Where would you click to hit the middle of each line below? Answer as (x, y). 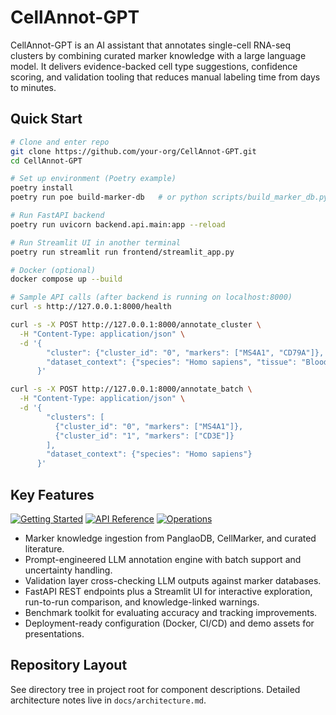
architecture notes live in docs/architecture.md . (108, 700)
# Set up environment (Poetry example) (93, 179)
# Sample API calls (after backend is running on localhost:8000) (151, 297)
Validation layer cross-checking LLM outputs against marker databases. (173, 580)
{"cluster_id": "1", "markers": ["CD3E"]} (144, 436)
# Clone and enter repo (60, 142)
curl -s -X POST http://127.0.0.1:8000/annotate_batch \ (131, 389)
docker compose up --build (66, 279)
